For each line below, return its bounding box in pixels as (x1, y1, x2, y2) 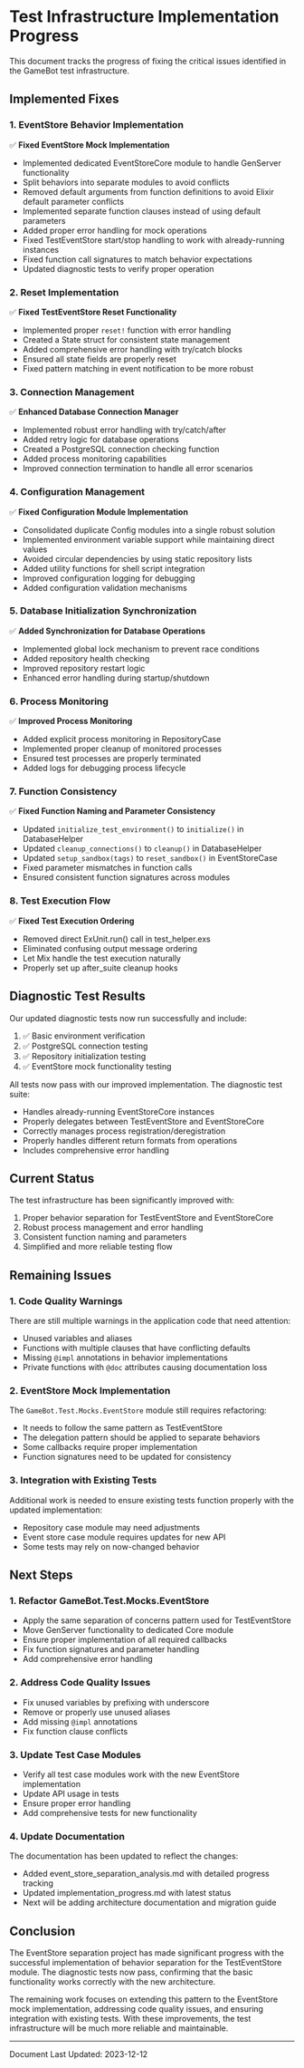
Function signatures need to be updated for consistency (22, 1452, 233, 1463)
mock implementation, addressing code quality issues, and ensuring (9, 2004, 264, 2014)
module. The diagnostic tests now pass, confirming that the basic (9, 1967, 253, 1977)
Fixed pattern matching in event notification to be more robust (22, 362, 254, 373)
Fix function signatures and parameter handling (22, 1644, 200, 1655)
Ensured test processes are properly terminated (22, 753, 202, 764)
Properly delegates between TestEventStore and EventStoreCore (22, 1116, 265, 1126)
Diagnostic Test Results (9, 989, 147, 1004)
